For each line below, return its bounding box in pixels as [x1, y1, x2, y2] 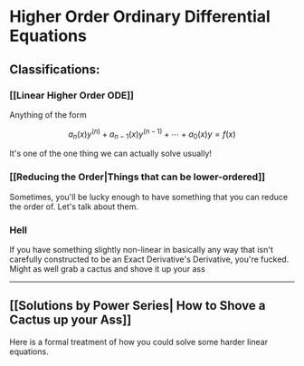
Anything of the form [9, 109, 88, 120]
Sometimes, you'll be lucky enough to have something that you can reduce [9, 191, 288, 202]
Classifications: [9, 62, 100, 77]
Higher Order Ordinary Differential [9, 6, 271, 27]
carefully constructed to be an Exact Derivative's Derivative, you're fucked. [9, 254, 290, 265]
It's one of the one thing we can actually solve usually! [9, 148, 213, 159]
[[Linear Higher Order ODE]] [9, 89, 134, 101]
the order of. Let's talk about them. [9, 201, 138, 212]
